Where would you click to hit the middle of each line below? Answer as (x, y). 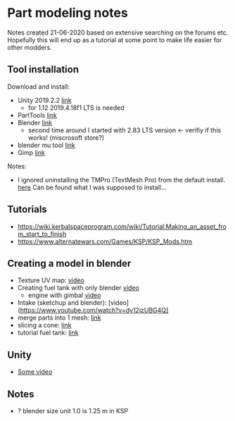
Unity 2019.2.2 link (44, 100)
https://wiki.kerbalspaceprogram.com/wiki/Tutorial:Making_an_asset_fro (122, 226)
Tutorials (27, 209)
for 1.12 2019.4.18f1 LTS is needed (76, 108)
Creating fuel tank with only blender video (78, 288)
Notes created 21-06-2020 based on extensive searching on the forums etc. (118, 32)
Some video (35, 372)
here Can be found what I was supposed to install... (92, 187)
